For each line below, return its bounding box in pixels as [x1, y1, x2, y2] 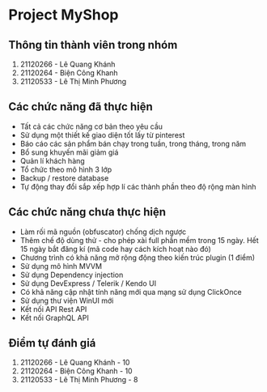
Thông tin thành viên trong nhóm [8, 38, 178, 52]
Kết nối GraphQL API [19, 313, 89, 322]
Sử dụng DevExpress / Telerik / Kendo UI [19, 278, 156, 288]
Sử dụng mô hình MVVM [19, 261, 103, 271]
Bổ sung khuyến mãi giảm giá [19, 147, 119, 157]
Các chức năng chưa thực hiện [8, 205, 167, 219]
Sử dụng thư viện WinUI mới [19, 296, 114, 305]
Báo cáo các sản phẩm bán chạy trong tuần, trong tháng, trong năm [19, 138, 247, 148]
